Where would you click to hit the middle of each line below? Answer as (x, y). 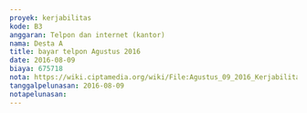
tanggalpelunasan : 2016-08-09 (67, 86)
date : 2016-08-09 (42, 60)
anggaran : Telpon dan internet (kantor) (88, 35)
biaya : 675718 (37, 69)
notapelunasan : (38, 94)
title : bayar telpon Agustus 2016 (75, 52)
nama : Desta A (37, 43)
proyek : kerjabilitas (51, 18)
